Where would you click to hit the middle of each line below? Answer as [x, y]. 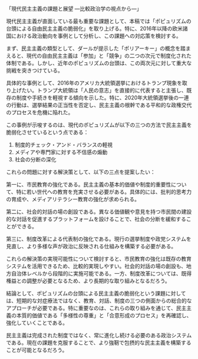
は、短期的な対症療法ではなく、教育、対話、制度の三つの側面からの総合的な [99, 301]
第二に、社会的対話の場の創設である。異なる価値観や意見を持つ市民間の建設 [99, 212]
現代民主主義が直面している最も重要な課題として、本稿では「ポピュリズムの [99, 21]
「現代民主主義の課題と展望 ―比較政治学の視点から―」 [74, 9]
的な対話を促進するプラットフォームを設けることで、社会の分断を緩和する [96, 219]
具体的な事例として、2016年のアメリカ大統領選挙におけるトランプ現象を [94, 83]
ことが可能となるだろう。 [37, 350]
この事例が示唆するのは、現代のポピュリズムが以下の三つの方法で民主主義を [99, 125]
